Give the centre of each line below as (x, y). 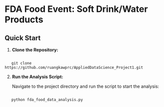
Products (24, 20)
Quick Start (23, 38)
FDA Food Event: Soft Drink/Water (76, 9)
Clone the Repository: (35, 50)
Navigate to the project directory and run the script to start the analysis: (85, 86)
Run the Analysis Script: (37, 77)
